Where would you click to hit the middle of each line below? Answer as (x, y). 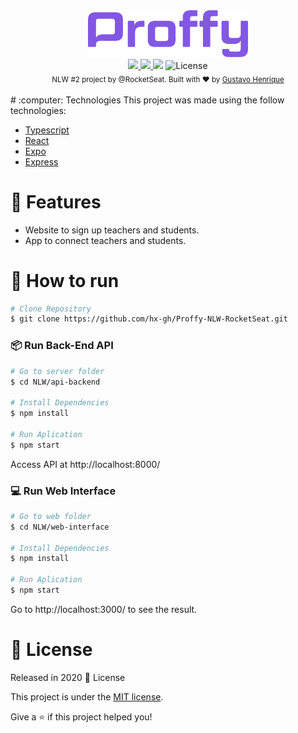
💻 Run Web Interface (63, 491)
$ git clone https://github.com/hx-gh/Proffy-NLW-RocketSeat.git (149, 319)
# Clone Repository (51, 309)
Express (41, 161)
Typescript (47, 130)
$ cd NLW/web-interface (60, 527)
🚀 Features (56, 201)
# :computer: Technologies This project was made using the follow (147, 100)
